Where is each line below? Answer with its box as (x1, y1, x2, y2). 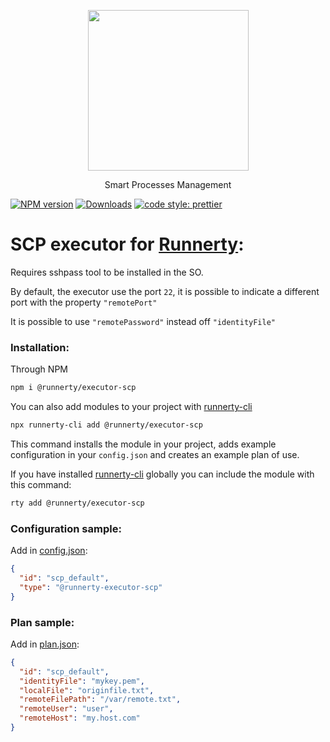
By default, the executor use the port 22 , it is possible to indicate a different (10, 285, 320, 297)
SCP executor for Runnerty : (10, 233, 245, 256)
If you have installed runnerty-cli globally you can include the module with (10, 468, 315, 480)
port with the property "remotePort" (10, 296, 158, 308)
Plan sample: (10, 615, 75, 629)
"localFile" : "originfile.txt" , (19, 685, 155, 695)
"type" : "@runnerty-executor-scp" (19, 582, 163, 592)
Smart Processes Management (104, 179, 232, 190)
